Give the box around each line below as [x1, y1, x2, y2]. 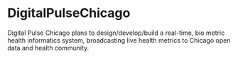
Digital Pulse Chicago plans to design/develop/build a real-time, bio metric [7, 28, 225, 37]
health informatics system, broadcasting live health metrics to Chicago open [7, 36, 231, 44]
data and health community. [7, 43, 90, 52]
